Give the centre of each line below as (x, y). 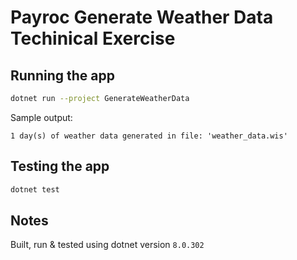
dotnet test (35, 189)
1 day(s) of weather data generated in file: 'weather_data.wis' (149, 136)
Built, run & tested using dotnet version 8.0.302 (107, 245)
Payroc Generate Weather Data (142, 17)
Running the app (62, 75)
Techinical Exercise (93, 38)
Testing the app (60, 166)
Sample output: (41, 117)
